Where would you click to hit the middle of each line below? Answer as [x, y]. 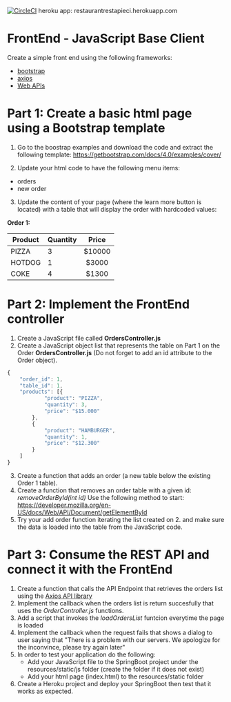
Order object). [37, 360]
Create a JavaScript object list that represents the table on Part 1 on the [119, 345]
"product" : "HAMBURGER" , [80, 430]
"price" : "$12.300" [72, 443]
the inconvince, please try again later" [71, 647]
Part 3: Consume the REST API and [109, 555]
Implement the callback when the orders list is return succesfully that [115, 603]
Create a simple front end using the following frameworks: [90, 57]
